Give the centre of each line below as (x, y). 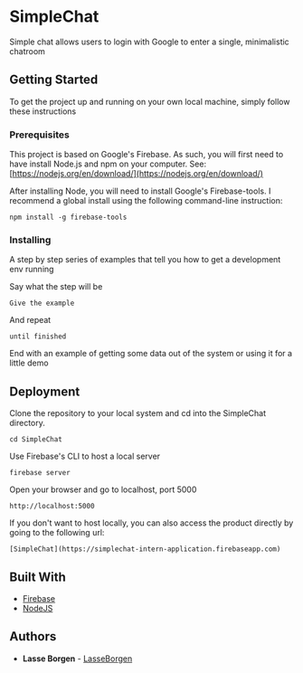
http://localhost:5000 (52, 507)
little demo (29, 363)
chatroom (27, 51)
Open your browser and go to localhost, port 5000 (103, 489)
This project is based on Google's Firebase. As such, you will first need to (147, 155)
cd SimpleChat (36, 440)
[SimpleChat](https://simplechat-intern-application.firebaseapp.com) (145, 549)
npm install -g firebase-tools (68, 218)
